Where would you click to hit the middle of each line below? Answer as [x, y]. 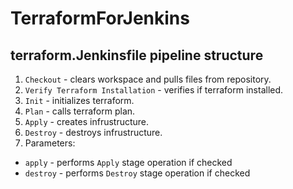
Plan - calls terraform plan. [80, 111]
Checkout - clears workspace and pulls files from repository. [148, 79]
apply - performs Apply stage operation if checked [128, 162]
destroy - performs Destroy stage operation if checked [137, 173]
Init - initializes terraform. [79, 100]
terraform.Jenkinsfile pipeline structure [137, 55]
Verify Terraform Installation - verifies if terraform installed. [154, 90]
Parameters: [50, 143]
